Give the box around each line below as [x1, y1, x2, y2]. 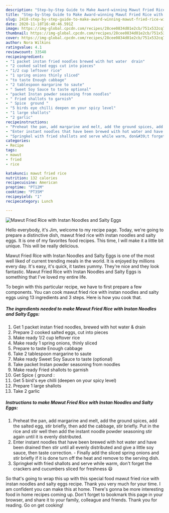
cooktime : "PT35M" [6, 190, 44, 195]
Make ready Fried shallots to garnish [13, 367, 89, 373]
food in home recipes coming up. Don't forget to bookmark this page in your [6, 491, 163, 497]
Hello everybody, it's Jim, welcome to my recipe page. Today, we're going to [6, 227, 164, 233]
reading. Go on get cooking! [6, 502, 64, 508]
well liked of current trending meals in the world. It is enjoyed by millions [6, 258, 155, 264]
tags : [6, 148, 17, 153]
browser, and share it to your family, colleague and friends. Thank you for [6, 496, 157, 503]
